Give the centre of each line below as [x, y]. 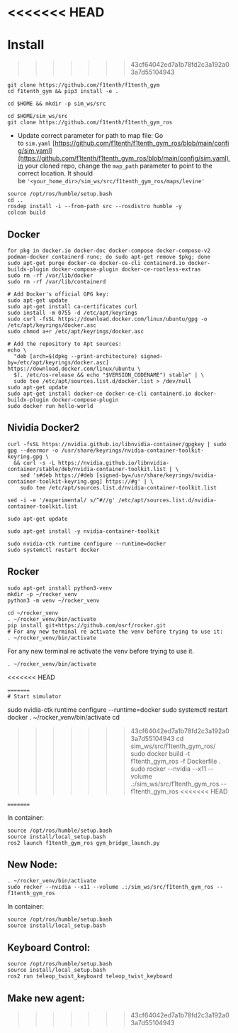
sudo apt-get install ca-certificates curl [73, 306]
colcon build [27, 213]
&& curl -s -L [34, 463]
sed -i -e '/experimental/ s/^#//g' [61, 500]
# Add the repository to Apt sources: [64, 344]
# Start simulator [34, 696]
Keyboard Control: [49, 947]
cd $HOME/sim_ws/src [38, 117]
